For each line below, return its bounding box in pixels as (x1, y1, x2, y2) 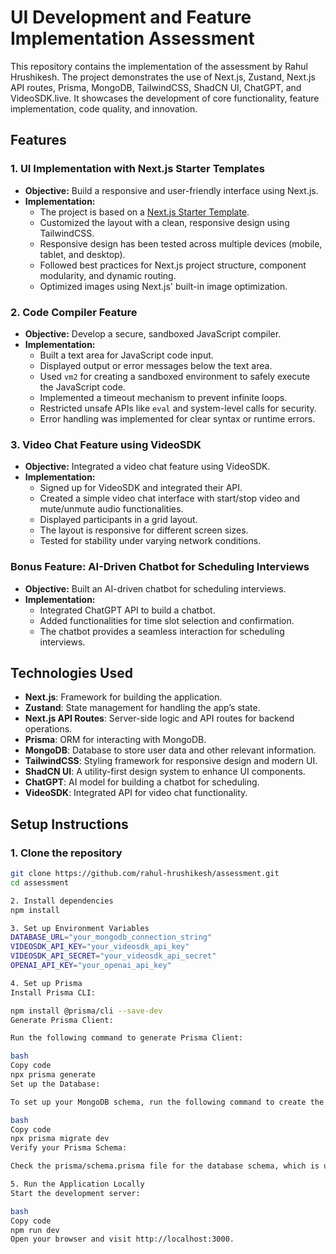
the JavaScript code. (39, 381, 126, 393)
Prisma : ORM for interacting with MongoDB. (24, 734, 207, 746)
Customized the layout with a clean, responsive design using (39, 216, 290, 228)
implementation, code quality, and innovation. (10, 102, 198, 115)
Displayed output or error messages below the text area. (39, 359, 273, 371)
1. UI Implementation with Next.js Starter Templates (10, 162, 265, 176)
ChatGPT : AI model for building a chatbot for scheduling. (24, 776, 260, 788)
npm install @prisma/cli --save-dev (10, 1006, 163, 1016)
